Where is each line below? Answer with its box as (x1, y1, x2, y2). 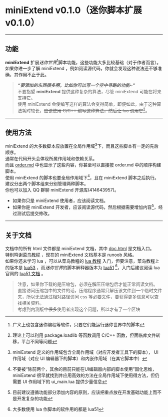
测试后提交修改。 (16, 210, 52, 216)
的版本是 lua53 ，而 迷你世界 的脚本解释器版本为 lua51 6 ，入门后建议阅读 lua (5, 264, 160, 271)
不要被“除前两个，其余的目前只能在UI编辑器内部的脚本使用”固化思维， (12, 366, 157, 372)
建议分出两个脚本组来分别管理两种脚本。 (5, 181, 88, 187)
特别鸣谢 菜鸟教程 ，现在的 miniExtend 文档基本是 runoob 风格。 (5, 252, 136, 258)
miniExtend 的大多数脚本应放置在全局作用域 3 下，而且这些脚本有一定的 (5, 142, 150, 149)
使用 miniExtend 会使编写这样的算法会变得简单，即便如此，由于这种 (17, 101, 157, 107)
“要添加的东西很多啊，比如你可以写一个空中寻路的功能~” (17, 82, 135, 88)
